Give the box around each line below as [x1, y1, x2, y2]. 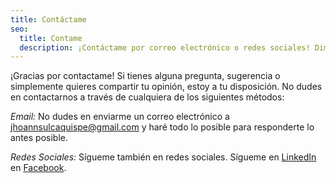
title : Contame [19, 33, 83, 43]
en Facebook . [10, 162, 67, 174]
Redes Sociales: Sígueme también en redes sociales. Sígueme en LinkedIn [10, 151, 317, 163]
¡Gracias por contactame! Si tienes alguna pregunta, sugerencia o [10, 70, 281, 82]
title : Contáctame [10, 14, 87, 25]
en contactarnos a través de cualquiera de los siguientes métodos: [10, 91, 285, 103]
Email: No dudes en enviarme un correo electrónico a [10, 111, 230, 123]
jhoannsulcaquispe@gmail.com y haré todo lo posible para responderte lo [10, 121, 315, 133]
